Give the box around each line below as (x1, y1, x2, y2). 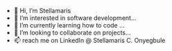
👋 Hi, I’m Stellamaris (13, 7, 71, 14)
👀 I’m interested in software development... (13, 14, 137, 22)
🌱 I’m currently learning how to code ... (13, 21, 125, 29)
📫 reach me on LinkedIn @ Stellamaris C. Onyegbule (13, 37, 166, 44)
